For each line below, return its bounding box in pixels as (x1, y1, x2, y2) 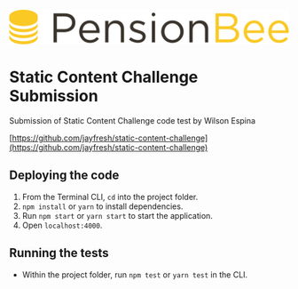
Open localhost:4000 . (21, 220, 103, 230)
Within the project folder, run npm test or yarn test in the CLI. (21, 269, 248, 280)
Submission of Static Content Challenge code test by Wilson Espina (9, 115, 255, 125)
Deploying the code (9, 168, 120, 183)
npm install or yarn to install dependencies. (21, 201, 184, 212)
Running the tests (9, 245, 109, 261)
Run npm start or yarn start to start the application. (21, 210, 213, 221)
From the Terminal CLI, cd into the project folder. (21, 191, 199, 202)
